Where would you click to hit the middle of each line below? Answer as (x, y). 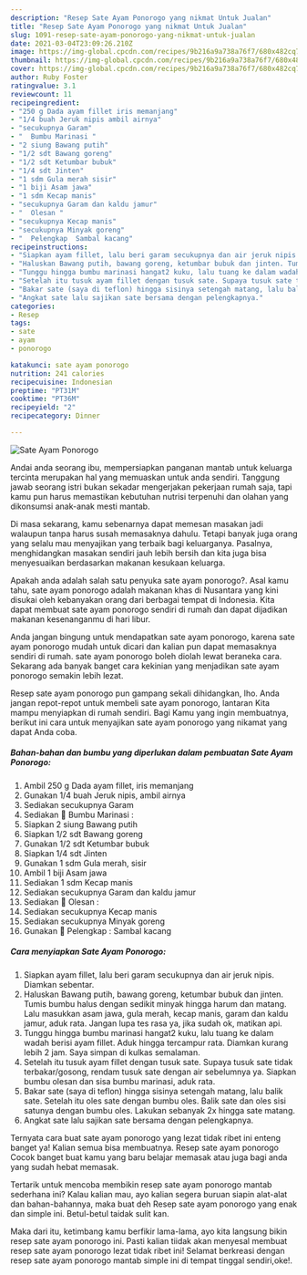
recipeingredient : (45, 103)
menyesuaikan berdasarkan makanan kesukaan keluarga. (118, 563)
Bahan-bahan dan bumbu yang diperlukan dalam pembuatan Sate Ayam (152, 752)
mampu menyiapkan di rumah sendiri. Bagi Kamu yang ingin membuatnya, (150, 712)
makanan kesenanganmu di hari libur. (81, 619)
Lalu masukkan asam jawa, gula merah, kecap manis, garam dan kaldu (156, 1013)
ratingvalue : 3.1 (43, 86)
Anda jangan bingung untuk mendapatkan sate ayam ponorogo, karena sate (153, 637)
